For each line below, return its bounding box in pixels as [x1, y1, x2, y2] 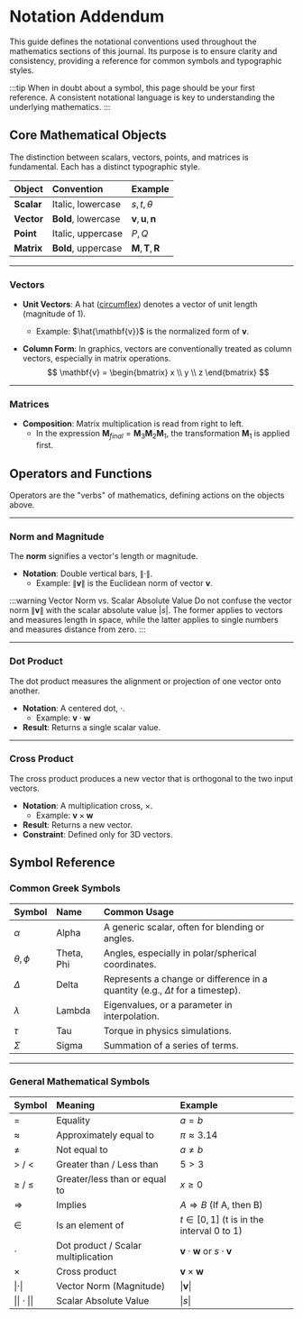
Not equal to [55, 1143, 108, 1156]
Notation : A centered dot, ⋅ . [22, 702, 125, 713]
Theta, [55, 947, 84, 959]
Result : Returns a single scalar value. [22, 721, 161, 732]
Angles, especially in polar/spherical [103, 947, 257, 959]
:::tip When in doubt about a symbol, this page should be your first [9, 82, 255, 93]
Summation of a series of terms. [103, 1039, 239, 1051]
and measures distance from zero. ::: [9, 624, 146, 635]
